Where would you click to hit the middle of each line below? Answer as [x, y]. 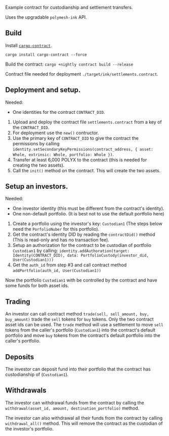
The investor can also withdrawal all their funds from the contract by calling [84, 418]
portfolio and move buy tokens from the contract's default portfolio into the [83, 335]
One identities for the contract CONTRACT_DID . [59, 112]
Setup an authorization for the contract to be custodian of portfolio [82, 245]
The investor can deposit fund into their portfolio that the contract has [78, 369]
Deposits [20, 357]
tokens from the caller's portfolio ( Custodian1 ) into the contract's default [80, 330]
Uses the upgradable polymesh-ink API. [46, 17]
